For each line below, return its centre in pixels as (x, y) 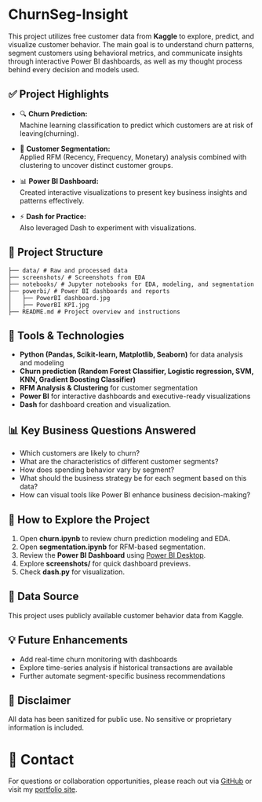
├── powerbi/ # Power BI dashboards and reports (89, 291)
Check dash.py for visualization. (72, 572)
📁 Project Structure (56, 253)
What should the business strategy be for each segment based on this (133, 478)
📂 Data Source (44, 597)
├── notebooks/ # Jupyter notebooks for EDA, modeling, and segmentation (131, 284)
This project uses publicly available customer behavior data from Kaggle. (126, 615)
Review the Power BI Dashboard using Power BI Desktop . (113, 555)
